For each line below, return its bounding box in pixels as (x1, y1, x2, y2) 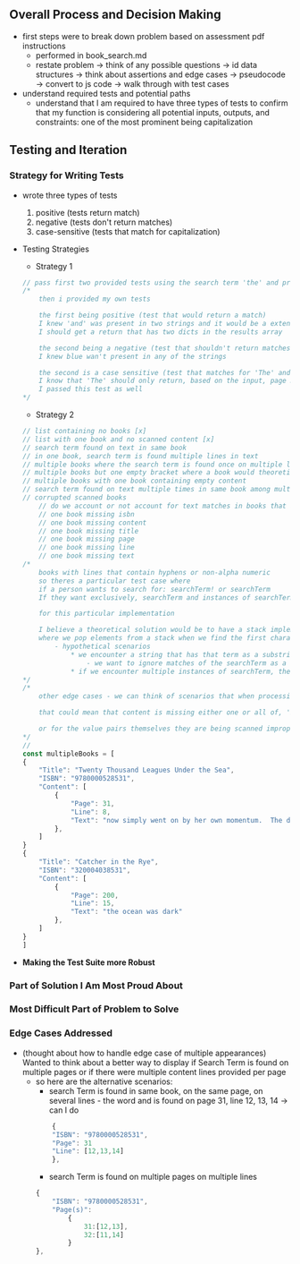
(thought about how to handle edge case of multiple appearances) (21, 1047, 267, 1058)
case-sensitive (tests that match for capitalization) (35, 226, 221, 236)
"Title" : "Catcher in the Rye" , (38, 858, 159, 867)
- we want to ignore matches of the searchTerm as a (86, 658, 287, 668)
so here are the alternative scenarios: (35, 1076, 173, 1087)
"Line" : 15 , (70, 899, 115, 908)
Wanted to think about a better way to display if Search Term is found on (21, 1056, 289, 1068)
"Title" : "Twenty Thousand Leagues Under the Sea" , (38, 765, 235, 775)
